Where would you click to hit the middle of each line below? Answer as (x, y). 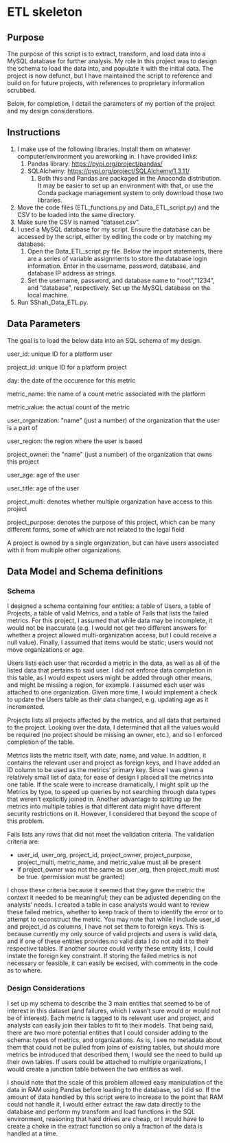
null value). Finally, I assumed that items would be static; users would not (110, 642)
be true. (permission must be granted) (71, 877)
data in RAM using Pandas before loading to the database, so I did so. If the (114, 1089)
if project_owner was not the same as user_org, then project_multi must (118, 870)
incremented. (26, 707)
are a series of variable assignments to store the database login (117, 258)
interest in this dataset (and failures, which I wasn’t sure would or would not (114, 1010)
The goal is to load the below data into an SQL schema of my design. (104, 340)
